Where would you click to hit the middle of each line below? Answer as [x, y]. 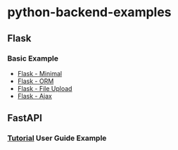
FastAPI [25, 118]
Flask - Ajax [35, 96]
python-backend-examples [89, 12]
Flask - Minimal [39, 73]
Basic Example [33, 58]
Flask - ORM [36, 81]
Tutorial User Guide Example [57, 138]
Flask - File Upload [45, 88]
